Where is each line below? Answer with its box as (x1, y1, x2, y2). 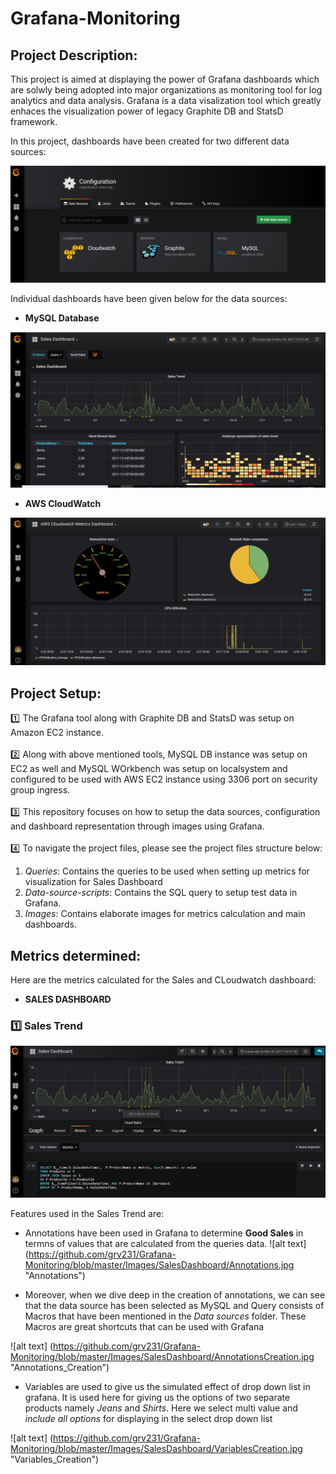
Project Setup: (10, 685, 102, 702)
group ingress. (10, 784, 71, 796)
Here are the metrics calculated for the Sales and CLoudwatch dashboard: (10, 973, 317, 986)
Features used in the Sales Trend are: (10, 1208, 165, 1220)
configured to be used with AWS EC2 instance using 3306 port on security (10, 773, 318, 786)
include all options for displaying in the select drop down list (24, 1413, 273, 1425)
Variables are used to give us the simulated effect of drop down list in (24, 1381, 311, 1393)
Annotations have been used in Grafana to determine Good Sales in (24, 1227, 304, 1239)
